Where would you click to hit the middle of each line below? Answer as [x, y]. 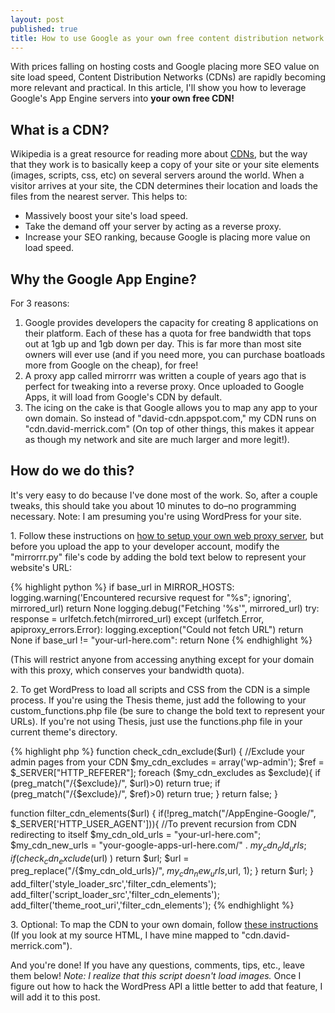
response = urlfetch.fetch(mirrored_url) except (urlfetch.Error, [137, 618]
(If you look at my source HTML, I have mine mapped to [125, 935]
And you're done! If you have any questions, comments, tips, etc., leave [158, 965]
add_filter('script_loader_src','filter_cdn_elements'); [115, 895]
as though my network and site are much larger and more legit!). [157, 439]
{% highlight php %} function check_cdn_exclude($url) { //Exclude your [157, 751]
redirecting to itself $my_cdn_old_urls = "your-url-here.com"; [136, 834]
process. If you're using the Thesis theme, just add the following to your [158, 700]
